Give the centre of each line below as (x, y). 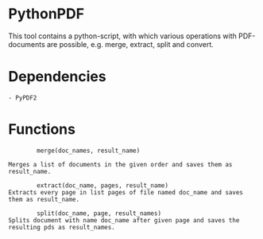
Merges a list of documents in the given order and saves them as (120, 164)
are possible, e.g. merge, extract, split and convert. (130, 44)
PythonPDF (46, 14)
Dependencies (57, 77)
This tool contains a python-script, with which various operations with (122, 36)
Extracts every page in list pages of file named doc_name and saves (126, 192)
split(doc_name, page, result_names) (99, 213)
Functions (42, 129)
